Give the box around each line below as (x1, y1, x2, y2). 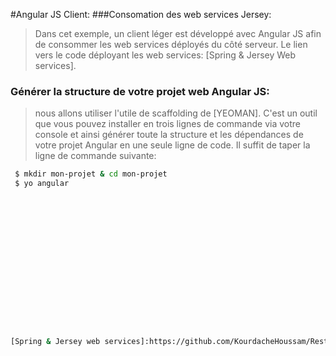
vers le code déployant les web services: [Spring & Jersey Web (34, 49, 297, 61)
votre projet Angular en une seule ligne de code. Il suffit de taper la (34, 139, 311, 151)
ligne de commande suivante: (34, 150, 157, 162)
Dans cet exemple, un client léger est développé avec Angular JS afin (34, 28, 322, 39)
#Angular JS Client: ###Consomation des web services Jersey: (10, 9, 272, 20)
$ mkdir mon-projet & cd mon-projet (14, 169, 168, 179)
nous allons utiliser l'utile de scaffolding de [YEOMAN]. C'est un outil (34, 107, 318, 119)
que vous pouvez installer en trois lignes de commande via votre (34, 118, 301, 130)
